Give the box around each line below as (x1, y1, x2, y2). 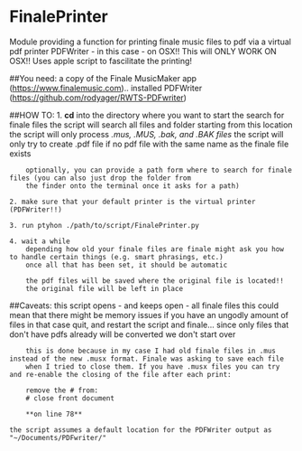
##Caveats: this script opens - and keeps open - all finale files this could (9, 300, 279, 311)
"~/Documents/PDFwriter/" (9, 433, 106, 442)
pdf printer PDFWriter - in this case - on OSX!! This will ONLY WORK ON (9, 45, 277, 56)
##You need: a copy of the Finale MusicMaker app (9, 72, 197, 83)
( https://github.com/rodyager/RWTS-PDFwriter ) (9, 92, 188, 103)
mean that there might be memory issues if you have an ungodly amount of (9, 309, 288, 320)
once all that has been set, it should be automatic (25, 260, 228, 269)
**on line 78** (25, 409, 83, 418)
